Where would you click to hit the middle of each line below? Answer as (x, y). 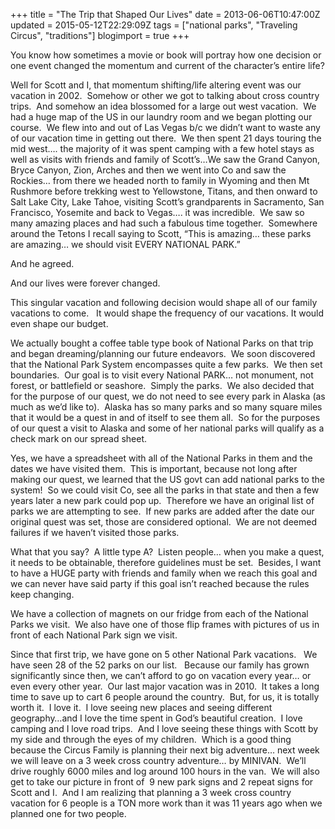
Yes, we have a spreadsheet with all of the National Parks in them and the (161, 458)
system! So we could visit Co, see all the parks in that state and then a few (165, 490)
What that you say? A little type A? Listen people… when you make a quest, (167, 552)
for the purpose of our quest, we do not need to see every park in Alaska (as (168, 396)
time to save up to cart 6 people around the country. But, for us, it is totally (165, 697)
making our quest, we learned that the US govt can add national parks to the (167, 479)
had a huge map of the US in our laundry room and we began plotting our (161, 117)
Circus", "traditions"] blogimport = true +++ (100, 35)
